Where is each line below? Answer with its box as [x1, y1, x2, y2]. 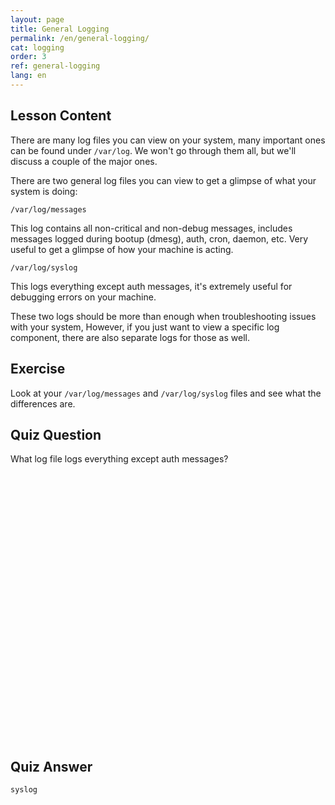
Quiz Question [10, 426, 102, 443]
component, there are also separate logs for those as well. [10, 331, 250, 343]
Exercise [10, 361, 66, 378]
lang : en [10, 71, 47, 81]
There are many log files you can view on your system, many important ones [10, 134, 326, 146]
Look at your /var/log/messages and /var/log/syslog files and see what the [10, 387, 322, 399]
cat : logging [10, 42, 65, 53]
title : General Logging [10, 24, 110, 34]
